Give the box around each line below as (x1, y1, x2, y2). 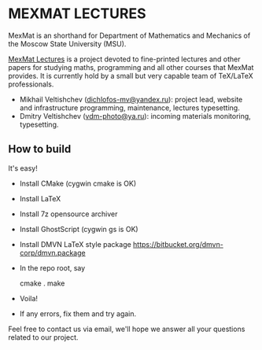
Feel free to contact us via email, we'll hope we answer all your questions (8, 324, 245, 333)
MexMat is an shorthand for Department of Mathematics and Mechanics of (8, 31, 251, 40)
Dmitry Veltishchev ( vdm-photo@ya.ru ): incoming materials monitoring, (19, 111, 252, 120)
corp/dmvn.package (19, 248, 86, 257)
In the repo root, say (19, 263, 86, 272)
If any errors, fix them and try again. (19, 308, 137, 319)
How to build (8, 142, 72, 156)
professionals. (8, 79, 54, 89)
